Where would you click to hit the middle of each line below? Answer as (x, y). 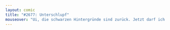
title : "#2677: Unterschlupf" (37, 15)
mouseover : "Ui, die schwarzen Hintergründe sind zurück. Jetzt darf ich (85, 19)
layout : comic (20, 10)
